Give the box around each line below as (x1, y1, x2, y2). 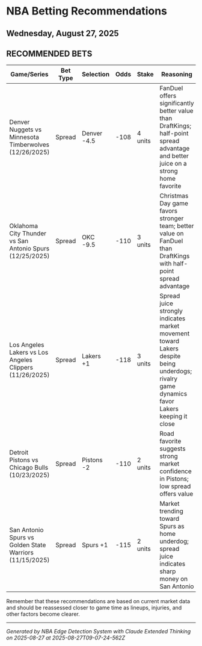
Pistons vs (9, 456, 38, 464)
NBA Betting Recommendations (6, 4, 167, 18)
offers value (159, 489, 194, 498)
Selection (82, 70, 110, 79)
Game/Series (10, 70, 49, 79)
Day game (159, 199, 188, 208)
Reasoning (161, 70, 192, 79)
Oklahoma (9, 222, 38, 230)
